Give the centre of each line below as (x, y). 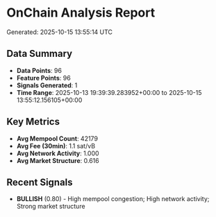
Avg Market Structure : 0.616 (58, 160)
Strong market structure (51, 207)
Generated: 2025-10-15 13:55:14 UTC (59, 32)
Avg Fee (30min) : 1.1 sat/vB (56, 146)
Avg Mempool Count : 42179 (57, 138)
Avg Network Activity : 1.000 (58, 153)
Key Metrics (33, 122)
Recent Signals (40, 182)
